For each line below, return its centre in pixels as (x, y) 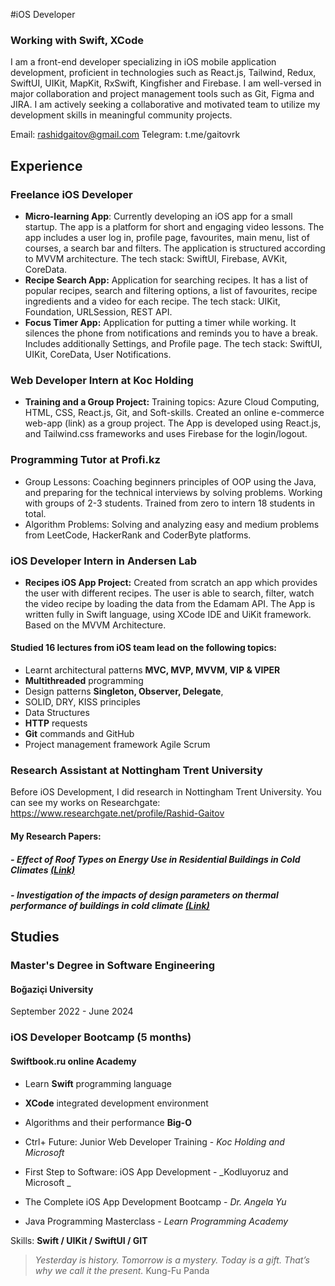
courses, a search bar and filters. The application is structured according (175, 248)
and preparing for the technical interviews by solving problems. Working (173, 492)
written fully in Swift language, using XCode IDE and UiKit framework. (168, 614)
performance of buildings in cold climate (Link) (110, 905)
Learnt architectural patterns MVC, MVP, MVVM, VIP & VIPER (152, 670)
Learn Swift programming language (98, 1083)
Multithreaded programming (84, 681)
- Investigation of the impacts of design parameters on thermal (144, 895)
